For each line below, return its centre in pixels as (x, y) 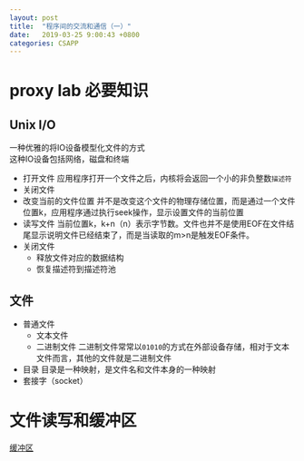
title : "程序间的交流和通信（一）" (70, 26)
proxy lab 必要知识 (79, 91)
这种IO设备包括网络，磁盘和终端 (69, 159)
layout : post (34, 18)
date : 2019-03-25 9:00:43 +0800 (75, 34)
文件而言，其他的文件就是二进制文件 (104, 358)
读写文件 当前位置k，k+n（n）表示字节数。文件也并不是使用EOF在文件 (154, 224)
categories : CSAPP (44, 43)
